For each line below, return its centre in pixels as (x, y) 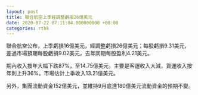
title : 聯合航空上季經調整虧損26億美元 (49, 17)
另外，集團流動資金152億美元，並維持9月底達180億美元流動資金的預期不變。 (100, 86)
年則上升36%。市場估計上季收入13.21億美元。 (63, 73)
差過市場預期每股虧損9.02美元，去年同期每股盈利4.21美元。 (80, 53)
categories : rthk (28, 28)
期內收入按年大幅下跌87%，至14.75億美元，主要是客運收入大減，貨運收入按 (99, 66)
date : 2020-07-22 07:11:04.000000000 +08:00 (62, 23)
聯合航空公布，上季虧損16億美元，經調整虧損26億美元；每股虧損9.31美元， (98, 46)
